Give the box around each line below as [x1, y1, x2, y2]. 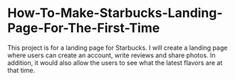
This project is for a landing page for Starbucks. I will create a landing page [7, 43, 228, 52]
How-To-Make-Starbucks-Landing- [7, 5, 223, 21]
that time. [7, 66, 36, 74]
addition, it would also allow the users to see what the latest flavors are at [7, 58, 223, 67]
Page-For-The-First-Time [7, 20, 160, 36]
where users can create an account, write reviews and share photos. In [7, 51, 216, 59]
